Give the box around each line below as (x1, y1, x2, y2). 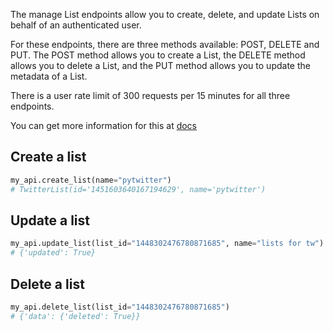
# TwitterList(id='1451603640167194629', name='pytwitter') (10, 184, 267, 194)
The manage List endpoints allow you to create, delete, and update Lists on (10, 9, 320, 20)
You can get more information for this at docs (10, 120, 198, 131)
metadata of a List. (10, 70, 88, 82)
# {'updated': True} (10, 248, 97, 258)
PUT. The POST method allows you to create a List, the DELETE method (10, 49, 306, 61)
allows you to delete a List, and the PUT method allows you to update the (10, 60, 311, 71)
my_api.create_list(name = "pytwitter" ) (10, 175, 172, 185)
